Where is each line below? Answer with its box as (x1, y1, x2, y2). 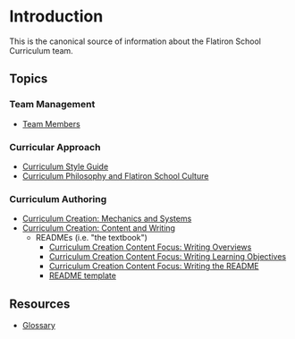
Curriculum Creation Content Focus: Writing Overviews (48, 242, 252, 252)
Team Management (9, 98, 96, 111)
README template (48, 270, 116, 281)
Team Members (21, 118, 80, 129)
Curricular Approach (9, 140, 101, 153)
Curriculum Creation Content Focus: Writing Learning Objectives (48, 251, 287, 262)
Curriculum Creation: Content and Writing (21, 223, 176, 233)
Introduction (9, 6, 104, 27)
